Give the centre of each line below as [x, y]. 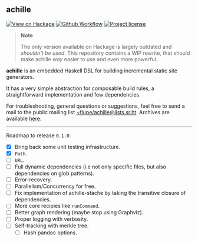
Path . [21, 153]
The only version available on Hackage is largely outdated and [96, 47]
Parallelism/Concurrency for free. [55, 186]
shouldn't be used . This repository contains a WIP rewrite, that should [105, 53]
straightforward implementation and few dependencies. [74, 94]
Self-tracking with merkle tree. [52, 226]
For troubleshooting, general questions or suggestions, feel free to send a [95, 106]
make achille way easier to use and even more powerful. [89, 59]
